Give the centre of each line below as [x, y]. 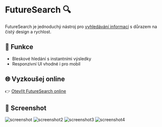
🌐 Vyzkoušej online [35, 79]
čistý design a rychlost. [28, 32]
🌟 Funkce [19, 47]
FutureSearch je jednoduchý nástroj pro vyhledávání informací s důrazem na [81, 26]
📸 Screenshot [26, 108]
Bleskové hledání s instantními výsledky [52, 59]
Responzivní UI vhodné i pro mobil [46, 63]
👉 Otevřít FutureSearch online [36, 91]
